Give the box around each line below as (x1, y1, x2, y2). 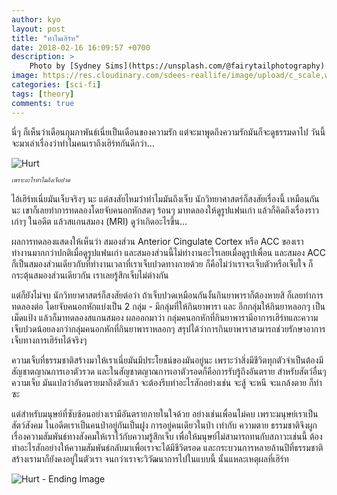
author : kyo (11, 14, 61, 25)
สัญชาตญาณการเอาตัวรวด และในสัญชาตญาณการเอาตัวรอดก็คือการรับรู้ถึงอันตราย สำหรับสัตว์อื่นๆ (11, 365, 327, 377)
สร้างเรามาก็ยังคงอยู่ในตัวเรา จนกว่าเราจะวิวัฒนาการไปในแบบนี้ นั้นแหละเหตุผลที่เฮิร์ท (11, 452, 289, 465)
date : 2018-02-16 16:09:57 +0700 (11, 42, 151, 53)
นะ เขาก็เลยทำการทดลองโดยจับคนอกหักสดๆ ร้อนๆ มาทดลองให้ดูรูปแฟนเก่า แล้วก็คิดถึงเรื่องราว (11, 204, 319, 216)
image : (11, 71, 39, 81)
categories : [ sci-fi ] (11, 80, 102, 90)
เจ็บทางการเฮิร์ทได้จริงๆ (11, 334, 88, 346)
